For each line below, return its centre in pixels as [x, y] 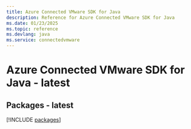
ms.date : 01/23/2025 [32, 23]
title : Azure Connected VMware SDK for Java [63, 12]
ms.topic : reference [32, 29]
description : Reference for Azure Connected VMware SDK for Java [90, 18]
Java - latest [38, 83]
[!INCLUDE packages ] [34, 120]
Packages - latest [40, 105]
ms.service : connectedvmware [43, 40]
